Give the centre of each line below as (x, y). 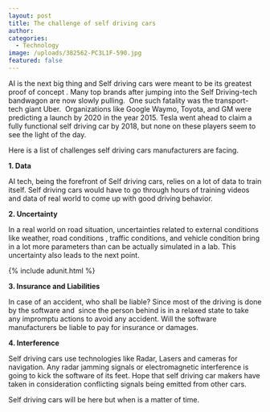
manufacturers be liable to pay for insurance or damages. (104, 327)
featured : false (35, 61)
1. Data (20, 165)
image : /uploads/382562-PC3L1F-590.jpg (75, 53)
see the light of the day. (47, 134)
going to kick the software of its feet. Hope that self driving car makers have (134, 375)
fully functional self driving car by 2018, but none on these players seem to (132, 126)
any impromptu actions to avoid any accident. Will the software (112, 319)
